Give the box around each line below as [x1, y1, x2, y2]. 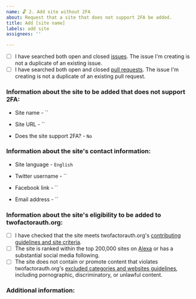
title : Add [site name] [6, 20, 66, 26]
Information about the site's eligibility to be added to [6, 211, 161, 219]
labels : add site [6, 25, 50, 32]
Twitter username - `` [14, 172, 68, 180]
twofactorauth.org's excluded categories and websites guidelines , [14, 265, 178, 272]
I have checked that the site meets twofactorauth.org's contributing [14, 232, 181, 239]
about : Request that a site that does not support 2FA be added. [6, 14, 172, 20]
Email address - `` [14, 196, 59, 203]
